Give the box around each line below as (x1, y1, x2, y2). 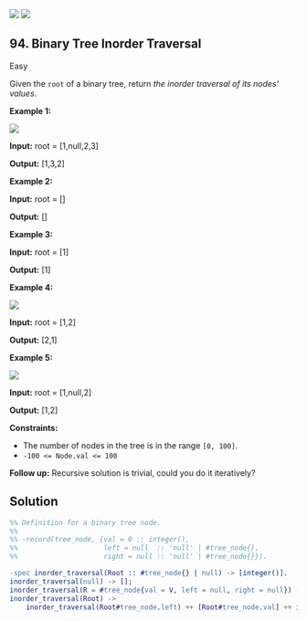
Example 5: (9, 352, 53, 363)
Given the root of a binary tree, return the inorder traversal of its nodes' (9, 78, 280, 89)
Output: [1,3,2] (9, 158, 66, 169)
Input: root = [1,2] (9, 316, 76, 328)
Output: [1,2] (9, 405, 58, 416)
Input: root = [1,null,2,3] (9, 140, 99, 151)
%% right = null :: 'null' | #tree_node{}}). (9, 553, 268, 562)
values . (9, 88, 37, 99)
